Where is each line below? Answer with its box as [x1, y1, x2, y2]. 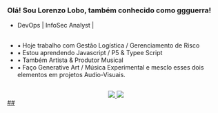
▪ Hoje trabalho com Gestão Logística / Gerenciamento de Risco [17, 41, 200, 50]
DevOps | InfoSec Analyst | [17, 21, 95, 30]
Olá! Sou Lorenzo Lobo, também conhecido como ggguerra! [7, 6, 212, 15]
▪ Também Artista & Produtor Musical [17, 56, 123, 64]
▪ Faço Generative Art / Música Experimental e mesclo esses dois [17, 63, 204, 71]
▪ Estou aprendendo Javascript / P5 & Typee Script [17, 48, 163, 56]
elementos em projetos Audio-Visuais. [17, 70, 126, 79]
